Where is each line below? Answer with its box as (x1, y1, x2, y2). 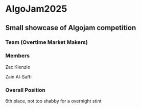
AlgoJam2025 (5, 3, 67, 15)
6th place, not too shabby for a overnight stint (5, 98, 102, 104)
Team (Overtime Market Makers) (5, 39, 88, 46)
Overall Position (5, 86, 46, 93)
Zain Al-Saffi (5, 73, 32, 79)
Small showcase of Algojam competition (5, 23, 136, 32)
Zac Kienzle (5, 64, 31, 70)
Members (5, 52, 30, 59)
